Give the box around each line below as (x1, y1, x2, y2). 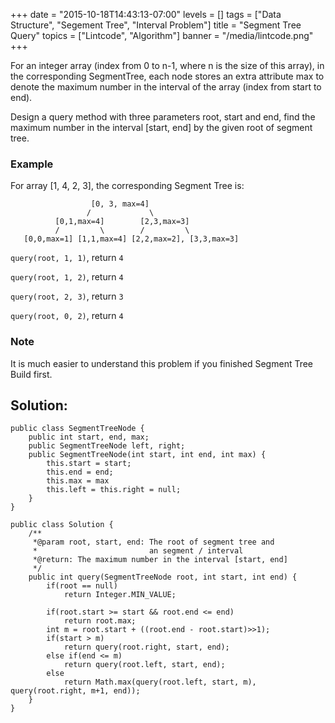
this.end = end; (46, 467, 114, 478)
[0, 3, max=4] (90, 199, 150, 209)
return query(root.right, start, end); (63, 642, 230, 653)
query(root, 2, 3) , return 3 (10, 290, 124, 303)
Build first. (10, 368, 53, 380)
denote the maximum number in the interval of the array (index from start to (10, 81, 322, 93)
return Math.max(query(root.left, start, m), (63, 677, 257, 688)
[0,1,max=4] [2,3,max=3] (54, 217, 190, 227)
